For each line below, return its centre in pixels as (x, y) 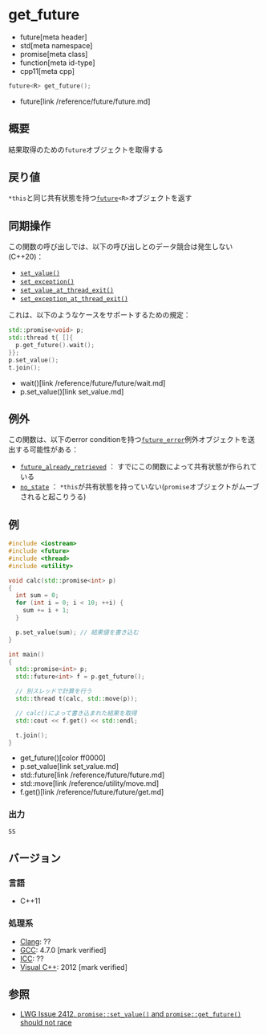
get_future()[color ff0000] (63, 758)
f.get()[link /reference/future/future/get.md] (92, 792)
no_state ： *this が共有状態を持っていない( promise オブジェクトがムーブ (140, 487)
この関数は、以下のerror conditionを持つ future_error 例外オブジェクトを (128, 440)
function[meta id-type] (57, 63)
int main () (26, 654)
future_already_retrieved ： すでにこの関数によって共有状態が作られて (138, 467)
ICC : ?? (32, 959)
